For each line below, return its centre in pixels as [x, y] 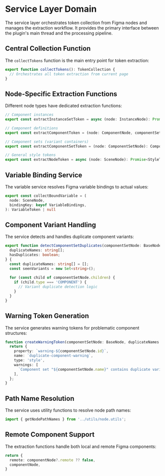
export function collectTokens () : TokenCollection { [60, 69]
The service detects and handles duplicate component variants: [69, 237]
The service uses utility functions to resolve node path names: [68, 410]
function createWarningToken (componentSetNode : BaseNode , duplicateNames [82, 342]
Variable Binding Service [44, 175]
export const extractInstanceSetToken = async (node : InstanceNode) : [78, 119]
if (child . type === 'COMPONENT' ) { [50, 282]
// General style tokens [30, 155]
